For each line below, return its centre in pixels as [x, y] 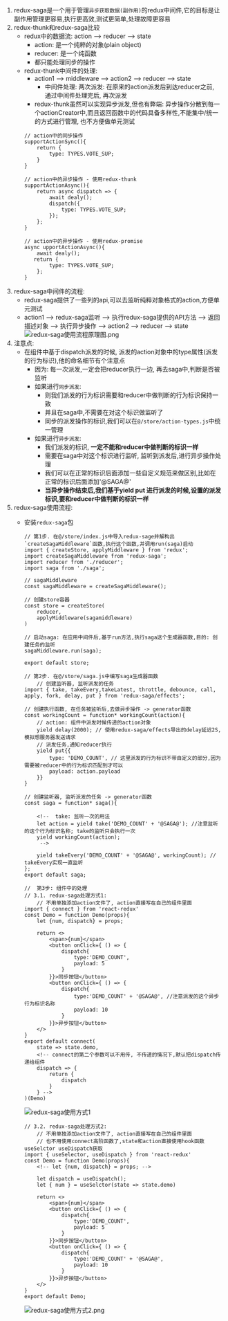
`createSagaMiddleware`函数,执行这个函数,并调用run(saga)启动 [108, 544]
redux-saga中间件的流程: [49, 291]
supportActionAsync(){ [57, 185]
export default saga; [55, 875]
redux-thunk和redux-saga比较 [57, 27]
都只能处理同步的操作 [65, 62]
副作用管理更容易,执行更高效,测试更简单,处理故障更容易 [92, 19]
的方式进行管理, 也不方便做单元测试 [85, 121]
